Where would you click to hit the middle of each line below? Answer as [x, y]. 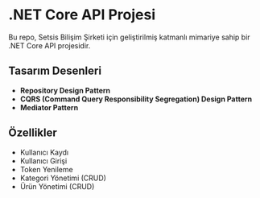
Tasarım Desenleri [55, 71]
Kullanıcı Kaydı [44, 152]
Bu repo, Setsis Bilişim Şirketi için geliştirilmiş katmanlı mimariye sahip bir [130, 37]
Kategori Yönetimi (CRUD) [63, 178]
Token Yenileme [47, 169]
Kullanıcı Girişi [43, 161]
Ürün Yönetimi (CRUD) [57, 186]
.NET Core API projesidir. [50, 45]
